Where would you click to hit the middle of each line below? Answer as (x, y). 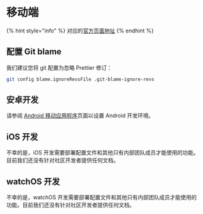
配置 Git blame (34, 52)
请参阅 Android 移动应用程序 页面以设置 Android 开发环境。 (80, 116)
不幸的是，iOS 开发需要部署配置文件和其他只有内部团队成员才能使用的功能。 (103, 153)
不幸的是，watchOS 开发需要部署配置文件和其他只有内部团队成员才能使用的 (102, 197)
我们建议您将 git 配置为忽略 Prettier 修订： (59, 67)
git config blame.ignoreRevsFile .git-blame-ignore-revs (80, 79)
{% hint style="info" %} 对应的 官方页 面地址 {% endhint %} (80, 31)
